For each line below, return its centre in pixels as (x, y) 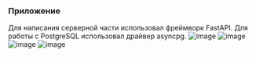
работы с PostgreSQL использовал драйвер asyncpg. (97, 36)
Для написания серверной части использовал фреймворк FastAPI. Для (128, 28)
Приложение (34, 11)
